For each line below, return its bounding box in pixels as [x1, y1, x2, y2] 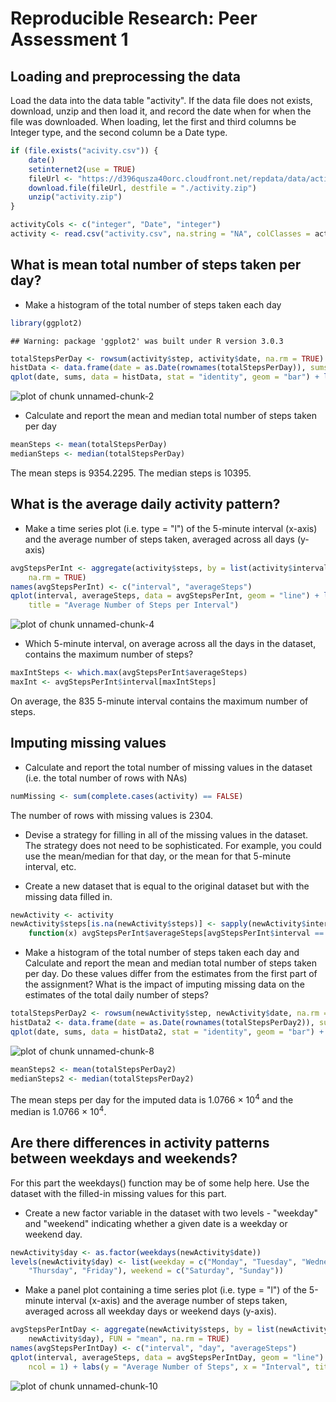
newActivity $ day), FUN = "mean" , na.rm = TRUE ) [28, 1334, 230, 1344]
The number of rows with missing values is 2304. [10, 809, 214, 821]
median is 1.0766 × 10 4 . [10, 1104, 107, 1117]
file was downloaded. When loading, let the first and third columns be [10, 116, 297, 127]
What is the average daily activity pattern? [10, 496, 281, 513]
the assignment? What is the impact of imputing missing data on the [24, 978, 305, 991]
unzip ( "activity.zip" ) [28, 192, 123, 202]
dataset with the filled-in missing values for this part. [10, 1187, 227, 1199]
